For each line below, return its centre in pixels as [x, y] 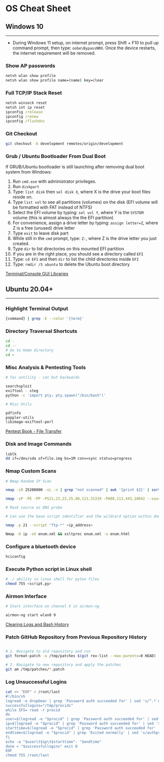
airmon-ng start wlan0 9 [31, 615]
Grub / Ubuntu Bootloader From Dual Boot [56, 156]
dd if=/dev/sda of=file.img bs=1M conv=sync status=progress [69, 459]
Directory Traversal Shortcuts [41, 331]
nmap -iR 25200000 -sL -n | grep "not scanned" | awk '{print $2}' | [78, 490]
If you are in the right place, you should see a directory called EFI [78, 254]
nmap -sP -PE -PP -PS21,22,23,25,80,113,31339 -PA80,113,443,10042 [75, 499]
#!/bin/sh [16, 696]
